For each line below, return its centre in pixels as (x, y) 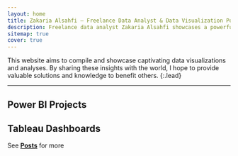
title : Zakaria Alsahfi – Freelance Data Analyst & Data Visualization (115, 21)
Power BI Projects (47, 105)
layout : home (27, 14)
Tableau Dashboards (54, 128)
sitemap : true (28, 34)
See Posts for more (36, 145)
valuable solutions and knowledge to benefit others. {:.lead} (95, 76)
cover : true (25, 40)
